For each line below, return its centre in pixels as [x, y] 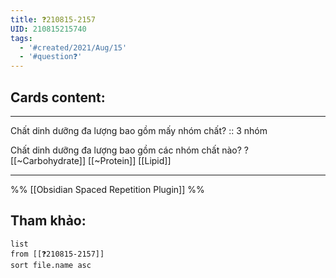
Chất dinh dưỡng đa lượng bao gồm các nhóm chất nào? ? [129, 150]
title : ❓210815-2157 [53, 19]
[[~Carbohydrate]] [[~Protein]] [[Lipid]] [91, 160]
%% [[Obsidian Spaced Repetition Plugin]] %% [107, 189]
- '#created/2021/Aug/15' [73, 47]
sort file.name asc [51, 265]
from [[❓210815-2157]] [57, 254]
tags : [21, 38]
